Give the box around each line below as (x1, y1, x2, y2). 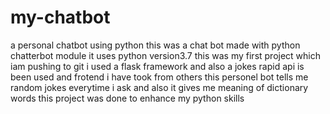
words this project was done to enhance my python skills (10, 92, 245, 104)
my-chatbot (10, 6, 111, 29)
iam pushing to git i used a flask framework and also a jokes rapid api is (10, 60, 305, 72)
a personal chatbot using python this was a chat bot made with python (10, 39, 301, 51)
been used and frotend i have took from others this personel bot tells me (10, 71, 309, 83)
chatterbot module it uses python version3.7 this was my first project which (10, 49, 322, 61)
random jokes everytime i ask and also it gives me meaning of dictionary (10, 81, 309, 93)
